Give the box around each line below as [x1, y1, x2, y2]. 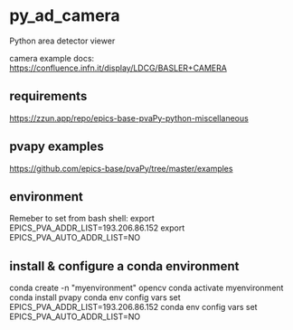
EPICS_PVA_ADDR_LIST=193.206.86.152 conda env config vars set [9, 302, 258, 313]
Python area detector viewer [9, 35, 116, 46]
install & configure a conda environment [9, 259, 240, 274]
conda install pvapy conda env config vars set [9, 292, 181, 303]
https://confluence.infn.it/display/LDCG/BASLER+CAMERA [9, 62, 228, 73]
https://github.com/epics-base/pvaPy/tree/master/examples [9, 163, 233, 174]
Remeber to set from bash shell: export [9, 213, 156, 224]
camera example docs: [9, 52, 95, 63]
